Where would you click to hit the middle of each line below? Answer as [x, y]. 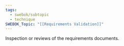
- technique [23, 19]
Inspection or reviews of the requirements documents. [62, 38]
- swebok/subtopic [30, 15]
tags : [11, 10]
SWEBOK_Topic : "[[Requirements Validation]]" [54, 24]
